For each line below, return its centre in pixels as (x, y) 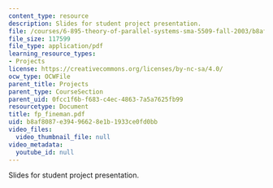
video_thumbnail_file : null (63, 137)
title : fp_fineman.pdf (47, 115)
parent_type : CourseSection (56, 92)
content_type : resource (49, 16)
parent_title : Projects (49, 84)
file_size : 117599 (39, 39)
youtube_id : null (45, 152)
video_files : (30, 129)
